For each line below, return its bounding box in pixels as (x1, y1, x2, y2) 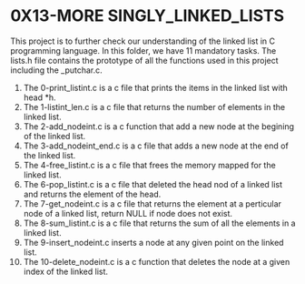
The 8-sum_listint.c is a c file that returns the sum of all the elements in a (23, 218, 296, 228)
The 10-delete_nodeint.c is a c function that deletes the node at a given (23, 256, 290, 267)
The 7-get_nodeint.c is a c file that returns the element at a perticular (23, 198, 282, 209)
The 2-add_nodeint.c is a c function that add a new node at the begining (23, 120, 294, 132)
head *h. (23, 92, 57, 103)
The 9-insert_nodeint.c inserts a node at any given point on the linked (23, 237, 284, 248)
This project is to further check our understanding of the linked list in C (10, 35, 276, 46)
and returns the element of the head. (23, 188, 162, 199)
